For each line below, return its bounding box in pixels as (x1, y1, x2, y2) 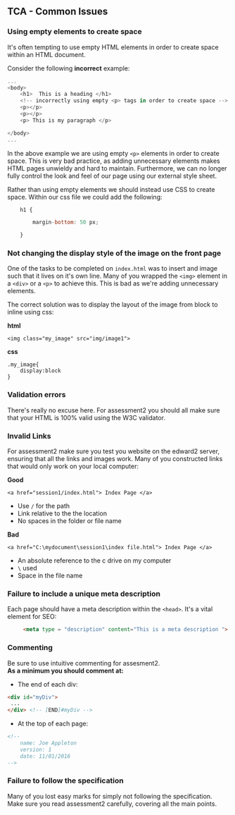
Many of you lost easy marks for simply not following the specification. (7, 792, 212, 800)
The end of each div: (17, 680, 78, 688)
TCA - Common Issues (7, 6, 108, 18)
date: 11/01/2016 (20, 752, 71, 760)
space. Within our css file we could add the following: (7, 192, 163, 201)
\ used (17, 564, 37, 572)
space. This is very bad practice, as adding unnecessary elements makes (7, 157, 220, 165)
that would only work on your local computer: (7, 462, 139, 471)
